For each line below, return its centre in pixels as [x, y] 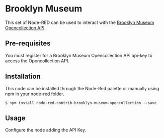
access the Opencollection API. [37, 61]
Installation [23, 76]
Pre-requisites [28, 44]
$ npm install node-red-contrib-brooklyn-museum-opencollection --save [81, 103]
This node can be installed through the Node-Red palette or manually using [82, 88]
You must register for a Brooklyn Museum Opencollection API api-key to [79, 55]
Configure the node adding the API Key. [46, 130]
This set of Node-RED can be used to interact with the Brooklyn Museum [80, 22]
